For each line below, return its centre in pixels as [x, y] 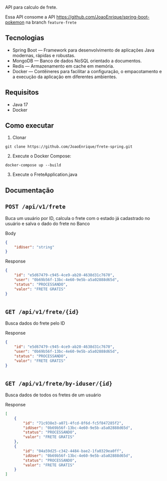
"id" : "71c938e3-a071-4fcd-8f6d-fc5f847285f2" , [73, 423]
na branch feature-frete [51, 22]
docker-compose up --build [33, 165]
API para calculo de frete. [31, 7]
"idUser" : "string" [34, 247]
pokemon [15, 22]
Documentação [29, 190]
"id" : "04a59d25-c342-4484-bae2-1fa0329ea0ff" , [73, 451]
